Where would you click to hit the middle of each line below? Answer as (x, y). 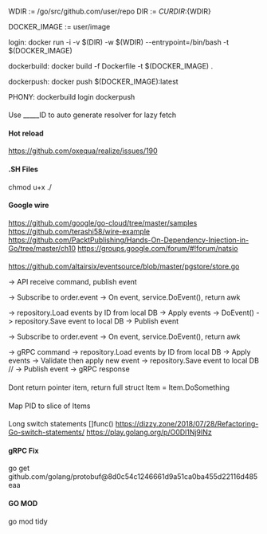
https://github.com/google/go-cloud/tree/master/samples (103, 222)
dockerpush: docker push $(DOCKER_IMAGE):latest (93, 81)
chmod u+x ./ (30, 187)
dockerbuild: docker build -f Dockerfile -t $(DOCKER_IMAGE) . (111, 66)
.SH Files (23, 169)
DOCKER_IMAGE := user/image (59, 26)
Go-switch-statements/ (47, 432)
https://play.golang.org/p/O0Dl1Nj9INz (149, 432)
